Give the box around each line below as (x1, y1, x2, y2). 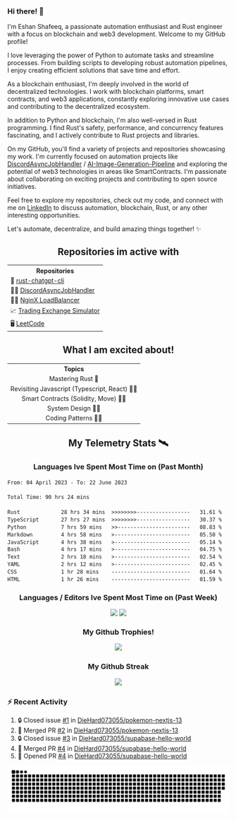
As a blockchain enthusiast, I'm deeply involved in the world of (7, 80, 189, 88)
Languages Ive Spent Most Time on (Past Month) (32, 462, 204, 472)
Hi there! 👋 (7, 6, 44, 16)
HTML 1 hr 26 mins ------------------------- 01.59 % (7, 575, 222, 582)
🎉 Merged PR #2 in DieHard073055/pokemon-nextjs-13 (17, 726, 178, 734)
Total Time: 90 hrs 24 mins (7, 494, 90, 501)
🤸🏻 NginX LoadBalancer (10, 296, 80, 305)
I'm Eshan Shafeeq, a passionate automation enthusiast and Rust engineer (7, 23, 223, 31)
